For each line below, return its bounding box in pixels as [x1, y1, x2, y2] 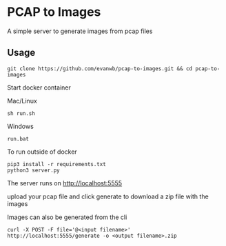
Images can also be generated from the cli [7, 213, 127, 221]
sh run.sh [7, 110, 36, 117]
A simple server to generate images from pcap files [7, 27, 153, 35]
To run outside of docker [7, 147, 77, 156]
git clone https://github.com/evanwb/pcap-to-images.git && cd [7, 65, 193, 72]
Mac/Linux [7, 96, 38, 105]
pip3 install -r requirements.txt [7, 161, 107, 167]
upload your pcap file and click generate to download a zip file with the [7, 192, 209, 201]
